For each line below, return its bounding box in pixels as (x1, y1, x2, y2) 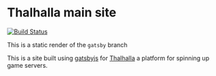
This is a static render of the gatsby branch (7, 40, 128, 49)
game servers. (7, 61, 48, 69)
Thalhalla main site (7, 5, 117, 21)
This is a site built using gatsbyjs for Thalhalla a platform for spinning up (7, 53, 210, 62)
